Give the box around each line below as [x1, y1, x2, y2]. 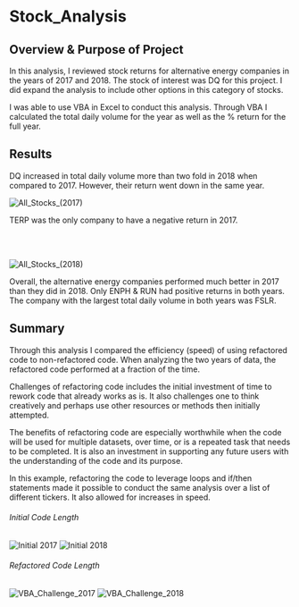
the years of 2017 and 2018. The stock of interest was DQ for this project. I [9, 75, 283, 86]
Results [9, 147, 53, 162]
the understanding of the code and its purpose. [9, 455, 183, 466]
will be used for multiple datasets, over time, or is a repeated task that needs [9, 436, 291, 447]
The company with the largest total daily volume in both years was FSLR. [9, 295, 277, 306]
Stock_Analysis [9, 6, 127, 27]
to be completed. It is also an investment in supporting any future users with [9, 445, 289, 457]
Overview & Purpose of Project [9, 42, 184, 57]
